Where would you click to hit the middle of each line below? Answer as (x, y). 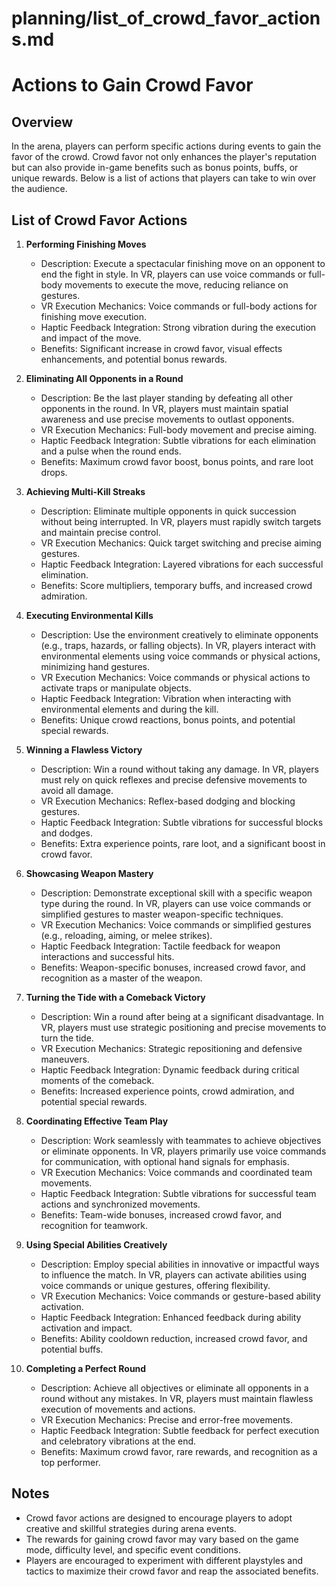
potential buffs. (72, 1349)
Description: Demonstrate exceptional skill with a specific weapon (176, 893)
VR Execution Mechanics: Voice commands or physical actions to (175, 677)
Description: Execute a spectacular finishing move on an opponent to (183, 263)
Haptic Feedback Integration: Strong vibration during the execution (178, 327)
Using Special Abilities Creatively (96, 1245)
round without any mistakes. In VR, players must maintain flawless (177, 1398)
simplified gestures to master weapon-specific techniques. (162, 914)
